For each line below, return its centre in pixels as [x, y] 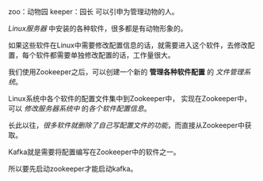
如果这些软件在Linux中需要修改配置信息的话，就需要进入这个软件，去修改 [128, 45]
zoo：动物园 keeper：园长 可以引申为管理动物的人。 [93, 11]
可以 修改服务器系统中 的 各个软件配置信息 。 [80, 108]
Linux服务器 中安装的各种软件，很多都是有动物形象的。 [98, 28]
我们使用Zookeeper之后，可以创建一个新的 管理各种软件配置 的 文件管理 [126, 72]
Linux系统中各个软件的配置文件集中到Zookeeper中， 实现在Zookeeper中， [130, 98]
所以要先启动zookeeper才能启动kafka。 [73, 169]
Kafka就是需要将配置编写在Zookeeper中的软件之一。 [94, 152]
